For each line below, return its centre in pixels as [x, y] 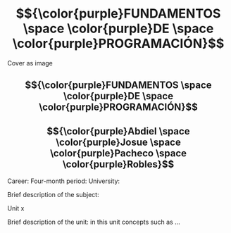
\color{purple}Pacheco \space [118, 153]
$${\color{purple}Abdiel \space [118, 131]
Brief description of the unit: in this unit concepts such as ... [94, 222]
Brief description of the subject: [54, 195]
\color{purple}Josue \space [118, 142]
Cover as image [30, 63]
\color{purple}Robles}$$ [118, 164]
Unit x [16, 208]
